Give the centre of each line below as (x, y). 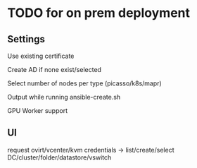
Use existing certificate (41, 56)
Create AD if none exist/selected (55, 70)
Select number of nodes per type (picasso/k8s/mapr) (84, 83)
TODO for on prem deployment (99, 13)
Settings (26, 39)
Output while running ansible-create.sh (64, 97)
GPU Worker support (38, 110)
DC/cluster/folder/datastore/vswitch (59, 157)
